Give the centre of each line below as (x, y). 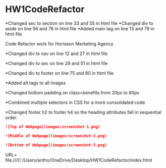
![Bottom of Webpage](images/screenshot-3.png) (56, 145)
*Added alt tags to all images (36, 83)
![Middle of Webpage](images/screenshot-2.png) (56, 136)
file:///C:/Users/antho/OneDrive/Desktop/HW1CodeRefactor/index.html (79, 160)
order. (11, 118)
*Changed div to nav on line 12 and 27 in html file (57, 53)
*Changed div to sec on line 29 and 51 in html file (57, 63)
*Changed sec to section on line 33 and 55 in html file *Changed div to (79, 23)
